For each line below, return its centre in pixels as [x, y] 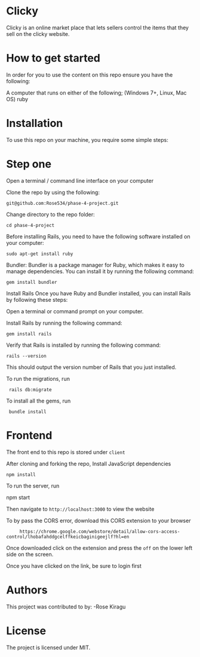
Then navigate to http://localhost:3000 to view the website [80, 509]
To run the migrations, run [38, 379]
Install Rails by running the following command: [64, 323]
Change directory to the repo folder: [51, 214]
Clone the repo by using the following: [53, 192]
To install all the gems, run [39, 401]
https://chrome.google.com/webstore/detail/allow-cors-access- [100, 531]
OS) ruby [17, 99]
